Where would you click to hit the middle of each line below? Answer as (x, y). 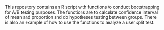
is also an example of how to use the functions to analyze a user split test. (80, 22)
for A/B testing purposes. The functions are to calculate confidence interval (82, 12)
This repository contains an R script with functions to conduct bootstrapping (82, 7)
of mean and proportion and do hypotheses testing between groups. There (81, 17)
